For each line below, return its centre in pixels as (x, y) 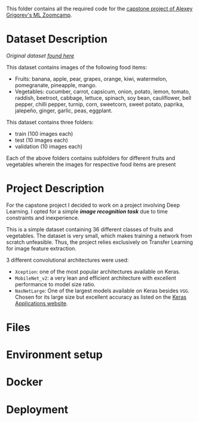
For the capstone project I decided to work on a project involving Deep (93, 205)
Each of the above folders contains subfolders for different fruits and (91, 158)
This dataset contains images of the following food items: (77, 67)
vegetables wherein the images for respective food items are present (91, 164)
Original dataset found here (40, 56)
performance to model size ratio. (55, 284)
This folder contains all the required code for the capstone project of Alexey (99, 9)
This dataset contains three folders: (50, 122)
